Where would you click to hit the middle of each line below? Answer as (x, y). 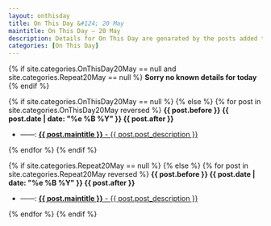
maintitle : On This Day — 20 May (65, 31)
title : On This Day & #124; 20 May (67, 23)
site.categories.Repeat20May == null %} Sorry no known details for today (133, 77)
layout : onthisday (39, 16)
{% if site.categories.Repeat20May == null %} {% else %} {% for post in (128, 165)
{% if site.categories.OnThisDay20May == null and (92, 69)
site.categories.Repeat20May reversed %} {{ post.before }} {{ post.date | (132, 174)
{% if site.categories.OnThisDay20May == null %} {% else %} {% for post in (135, 102)
